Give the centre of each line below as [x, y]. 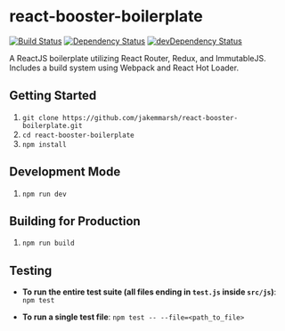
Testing [31, 270]
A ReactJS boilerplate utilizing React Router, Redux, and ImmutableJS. [138, 58]
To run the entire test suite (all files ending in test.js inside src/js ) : [149, 292]
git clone [41, 117]
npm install [44, 144]
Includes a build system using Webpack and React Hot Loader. [124, 68]
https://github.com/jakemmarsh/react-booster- [150, 117]
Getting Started [53, 96]
